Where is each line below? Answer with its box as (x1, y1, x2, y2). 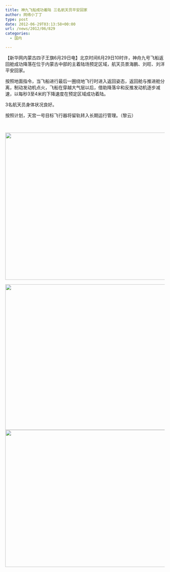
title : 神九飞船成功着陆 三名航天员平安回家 (5, 7, 88, 13)
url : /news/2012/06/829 (5, 26, 56, 31)
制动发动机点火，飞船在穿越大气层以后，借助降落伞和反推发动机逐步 (14, 84, 156, 90)
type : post (5, 17, 28, 22)
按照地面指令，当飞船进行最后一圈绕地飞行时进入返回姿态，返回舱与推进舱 (5, 78, 160, 84)
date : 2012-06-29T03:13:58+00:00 (5, 21, 76, 27)
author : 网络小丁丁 (5, 12, 42, 17)
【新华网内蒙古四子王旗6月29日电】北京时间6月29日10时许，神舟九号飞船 (5, 54, 159, 61)
